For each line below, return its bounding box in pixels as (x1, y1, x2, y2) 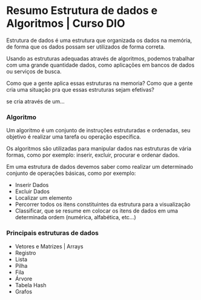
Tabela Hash (15, 281, 47, 288)
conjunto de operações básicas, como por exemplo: (6, 169, 136, 177)
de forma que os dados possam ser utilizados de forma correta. (6, 43, 165, 50)
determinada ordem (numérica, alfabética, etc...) (15, 214, 136, 221)
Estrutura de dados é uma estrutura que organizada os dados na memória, (6, 36, 193, 44)
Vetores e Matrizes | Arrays (15, 242, 84, 250)
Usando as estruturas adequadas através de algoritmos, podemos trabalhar (6, 55, 195, 62)
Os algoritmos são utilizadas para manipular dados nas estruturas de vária (6, 145, 192, 152)
